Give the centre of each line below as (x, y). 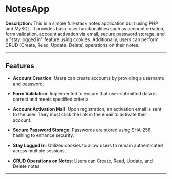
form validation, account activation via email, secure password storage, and (85, 34)
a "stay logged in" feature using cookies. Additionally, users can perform (82, 39)
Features (20, 66)
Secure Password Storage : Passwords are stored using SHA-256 (82, 130)
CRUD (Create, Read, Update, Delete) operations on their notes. (72, 45)
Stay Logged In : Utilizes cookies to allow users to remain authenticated (88, 145)
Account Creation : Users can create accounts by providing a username (88, 78)
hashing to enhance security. (43, 135)
